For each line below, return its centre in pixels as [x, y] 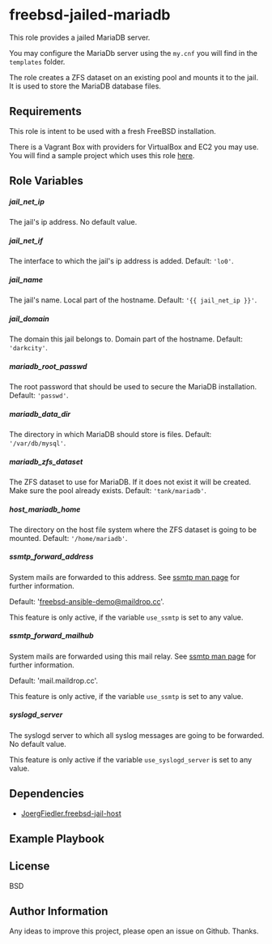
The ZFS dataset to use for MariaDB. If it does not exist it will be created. [130, 482]
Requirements [45, 112]
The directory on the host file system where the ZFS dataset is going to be [133, 530]
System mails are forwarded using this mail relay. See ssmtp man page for [133, 656]
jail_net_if [26, 240]
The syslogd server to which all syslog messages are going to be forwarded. [137, 735]
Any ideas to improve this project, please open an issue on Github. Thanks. [134, 931]
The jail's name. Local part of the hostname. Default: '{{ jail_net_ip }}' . [133, 300]
